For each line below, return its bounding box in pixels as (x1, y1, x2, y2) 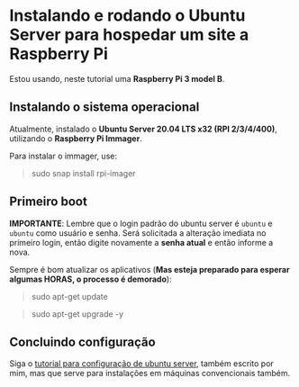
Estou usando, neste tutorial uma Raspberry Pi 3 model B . (9, 73, 225, 84)
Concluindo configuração (9, 334, 156, 349)
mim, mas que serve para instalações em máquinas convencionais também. (9, 368, 291, 379)
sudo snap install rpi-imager (31, 167, 137, 178)
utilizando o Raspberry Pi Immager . (9, 132, 142, 144)
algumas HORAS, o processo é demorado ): (9, 274, 173, 284)
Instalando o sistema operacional (9, 100, 200, 115)
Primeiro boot (9, 194, 87, 210)
